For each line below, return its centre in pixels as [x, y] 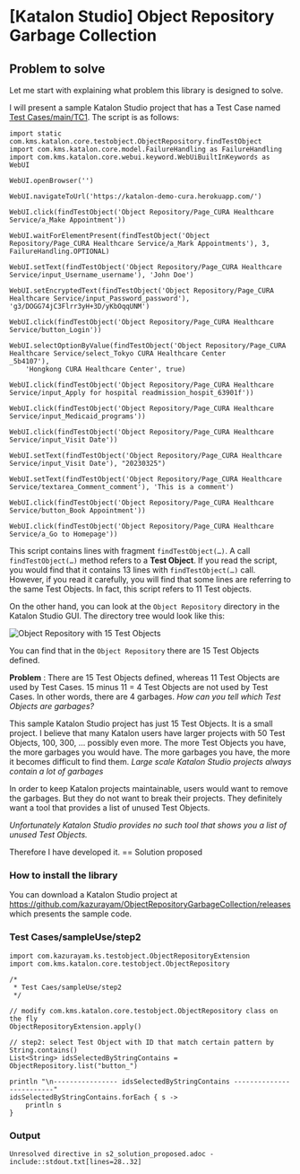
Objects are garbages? [52, 706]
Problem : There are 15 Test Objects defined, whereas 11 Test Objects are [145, 678]
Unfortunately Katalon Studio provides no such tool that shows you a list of [148, 825]
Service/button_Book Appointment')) [77, 511]
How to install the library [64, 875]
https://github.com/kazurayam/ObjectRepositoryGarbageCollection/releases [150, 905]
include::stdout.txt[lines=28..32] [76, 1161]
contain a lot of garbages [56, 771]
